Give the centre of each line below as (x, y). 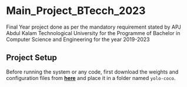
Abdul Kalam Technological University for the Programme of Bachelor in (93, 33)
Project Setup (32, 58)
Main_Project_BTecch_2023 (76, 11)
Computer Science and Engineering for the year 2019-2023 (78, 39)
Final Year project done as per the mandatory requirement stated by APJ (93, 27)
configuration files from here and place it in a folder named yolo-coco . (91, 78)
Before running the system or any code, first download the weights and (92, 72)
